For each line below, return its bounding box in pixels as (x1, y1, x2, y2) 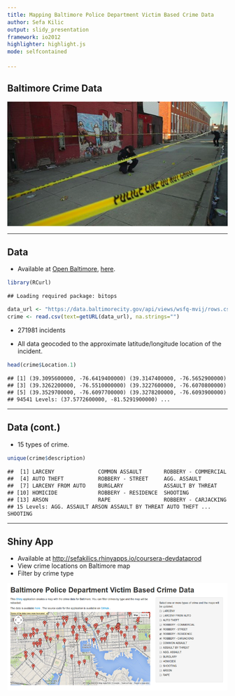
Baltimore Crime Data (7, 83, 103, 95)
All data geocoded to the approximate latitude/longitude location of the (17, 340, 222, 348)
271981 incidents (17, 326, 66, 334)
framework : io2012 (7, 34, 61, 41)
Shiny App (7, 535, 54, 547)
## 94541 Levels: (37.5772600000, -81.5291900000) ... (7, 396, 171, 403)
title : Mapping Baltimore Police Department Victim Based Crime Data (7, 11, 215, 18)
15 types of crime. (17, 440, 70, 449)
